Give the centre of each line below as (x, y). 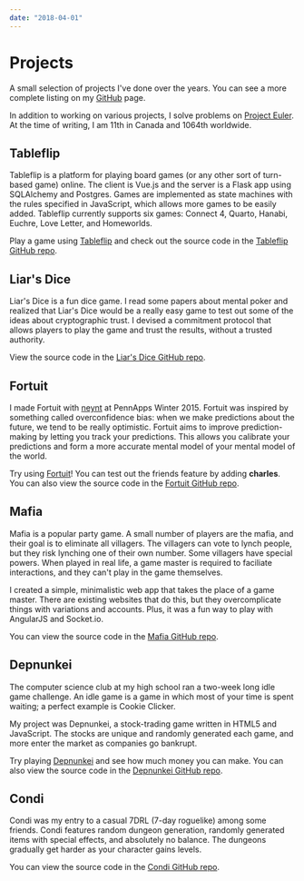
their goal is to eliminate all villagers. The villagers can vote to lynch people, (151, 543)
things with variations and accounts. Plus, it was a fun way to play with (142, 609)
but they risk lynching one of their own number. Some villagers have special (151, 553)
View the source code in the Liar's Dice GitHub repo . (108, 357)
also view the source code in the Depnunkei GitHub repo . (116, 770)
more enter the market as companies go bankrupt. (103, 743)
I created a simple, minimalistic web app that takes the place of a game (142, 589)
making (24, 436)
